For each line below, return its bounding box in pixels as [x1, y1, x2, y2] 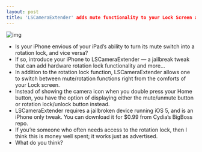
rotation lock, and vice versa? [14, 49, 88, 56]
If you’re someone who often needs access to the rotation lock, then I [14, 126, 188, 133]
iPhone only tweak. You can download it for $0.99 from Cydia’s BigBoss [14, 113, 193, 121]
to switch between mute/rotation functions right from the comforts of [14, 75, 186, 82]
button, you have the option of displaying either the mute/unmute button [14, 94, 194, 101]
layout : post [6, 8, 39, 15]
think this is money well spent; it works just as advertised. [14, 132, 158, 139]
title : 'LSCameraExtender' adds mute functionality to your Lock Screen [6, 14, 192, 21]
